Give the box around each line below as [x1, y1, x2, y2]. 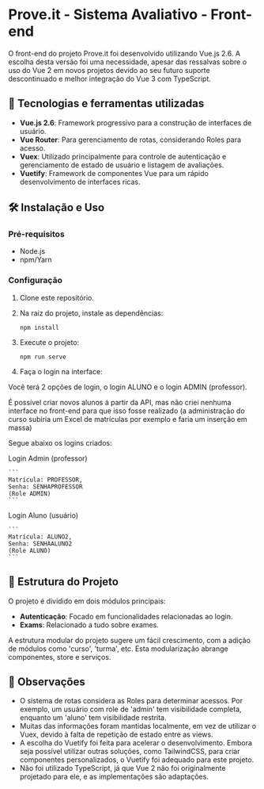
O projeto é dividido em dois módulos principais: [8, 596, 166, 606]
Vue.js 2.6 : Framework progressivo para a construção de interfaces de [19, 117, 252, 128]
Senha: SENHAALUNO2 [8, 539, 73, 548]
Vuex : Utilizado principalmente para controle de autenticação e [19, 151, 227, 161]
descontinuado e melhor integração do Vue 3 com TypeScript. [8, 74, 212, 83]
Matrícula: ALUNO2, [8, 533, 73, 541]
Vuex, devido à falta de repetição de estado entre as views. [19, 730, 213, 739]
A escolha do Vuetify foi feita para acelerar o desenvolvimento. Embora [19, 738, 253, 748]
